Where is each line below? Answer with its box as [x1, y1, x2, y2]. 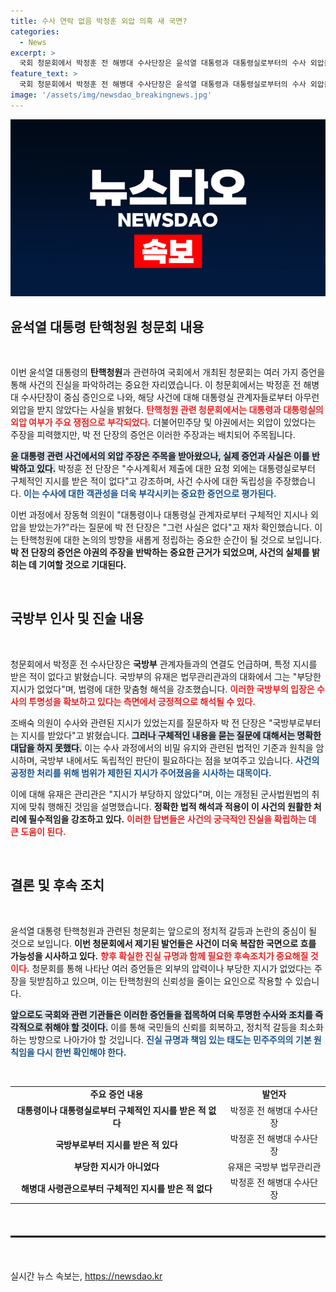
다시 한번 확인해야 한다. [36, 1046, 127, 1058]
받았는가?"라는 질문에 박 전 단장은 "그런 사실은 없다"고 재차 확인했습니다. [28, 521, 313, 534]
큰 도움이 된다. [10, 825, 67, 837]
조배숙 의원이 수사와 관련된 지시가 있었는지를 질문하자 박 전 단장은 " [10, 716, 273, 729]
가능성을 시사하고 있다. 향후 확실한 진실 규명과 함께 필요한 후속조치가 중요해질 [10, 950, 309, 962]
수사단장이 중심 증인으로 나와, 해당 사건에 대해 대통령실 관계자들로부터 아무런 [20, 391, 320, 404]
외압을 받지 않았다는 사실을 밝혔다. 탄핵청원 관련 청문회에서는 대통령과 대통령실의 [10, 404, 324, 416]
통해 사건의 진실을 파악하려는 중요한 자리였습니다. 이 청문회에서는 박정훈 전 [10, 379, 302, 391]
